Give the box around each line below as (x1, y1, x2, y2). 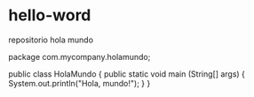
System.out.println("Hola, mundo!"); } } (8, 78, 151, 88)
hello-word (8, 5, 91, 26)
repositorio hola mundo (8, 34, 94, 45)
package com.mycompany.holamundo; (8, 51, 151, 62)
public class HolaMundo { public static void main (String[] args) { (8, 68, 246, 79)
